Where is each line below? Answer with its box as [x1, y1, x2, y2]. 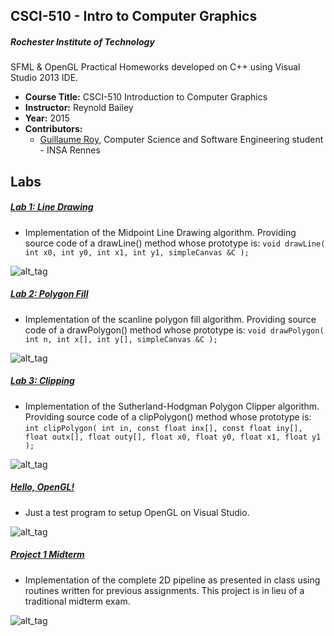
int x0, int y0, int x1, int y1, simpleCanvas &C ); [24, 247, 250, 258]
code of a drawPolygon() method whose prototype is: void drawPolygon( [24, 324, 325, 336]
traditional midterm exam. [24, 595, 131, 607]
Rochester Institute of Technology [10, 35, 155, 48]
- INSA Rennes [39, 144, 101, 156]
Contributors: [24, 123, 83, 135]
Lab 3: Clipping [10, 375, 75, 387]
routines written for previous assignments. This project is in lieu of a [24, 584, 305, 596]
